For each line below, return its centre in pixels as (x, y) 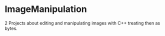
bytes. (11, 28)
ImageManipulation (46, 9)
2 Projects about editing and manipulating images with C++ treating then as (82, 23)
